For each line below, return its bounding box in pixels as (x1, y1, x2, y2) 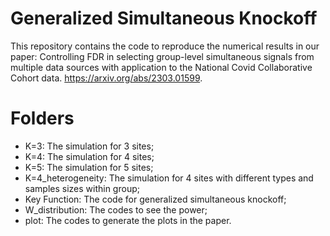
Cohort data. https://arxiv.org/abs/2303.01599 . (10, 72, 203, 84)
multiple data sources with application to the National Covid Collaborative (10, 61, 313, 73)
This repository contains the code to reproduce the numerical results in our (10, 40, 320, 52)
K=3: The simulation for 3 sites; (24, 140, 155, 152)
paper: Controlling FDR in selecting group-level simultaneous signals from (10, 50, 315, 62)
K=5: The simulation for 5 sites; (24, 161, 154, 173)
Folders (10, 107, 75, 130)
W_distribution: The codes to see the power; (24, 203, 208, 216)
